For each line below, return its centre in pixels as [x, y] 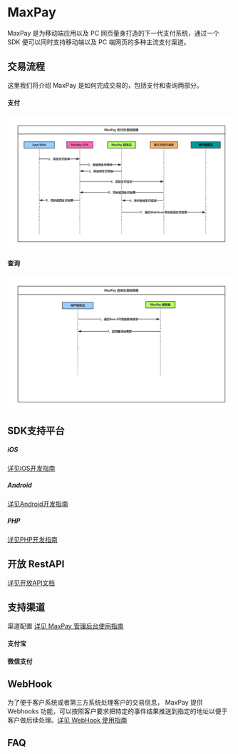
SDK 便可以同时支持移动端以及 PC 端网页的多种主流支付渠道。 [99, 42]
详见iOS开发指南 [31, 469]
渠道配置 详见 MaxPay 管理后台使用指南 [66, 626]
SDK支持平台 [36, 431]
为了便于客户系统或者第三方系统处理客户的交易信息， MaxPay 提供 [105, 702]
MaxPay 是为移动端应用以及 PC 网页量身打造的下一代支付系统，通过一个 [113, 33]
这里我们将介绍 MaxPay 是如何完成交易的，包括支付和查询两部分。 [105, 85]
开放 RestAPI [36, 564]
